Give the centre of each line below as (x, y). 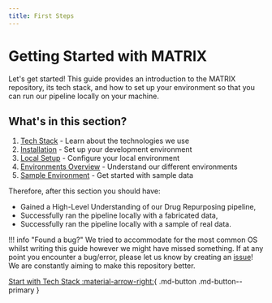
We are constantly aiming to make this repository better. (102, 266)
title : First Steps (41, 16)
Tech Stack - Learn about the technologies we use (104, 141)
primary (22, 290)
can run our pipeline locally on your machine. (84, 96)
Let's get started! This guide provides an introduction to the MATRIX (122, 79)
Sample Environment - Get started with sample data (106, 175)
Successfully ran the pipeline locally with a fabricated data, (119, 215)
